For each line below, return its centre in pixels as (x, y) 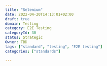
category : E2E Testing (28, 28)
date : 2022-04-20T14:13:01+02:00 (39, 14)
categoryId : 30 (21, 33)
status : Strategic (24, 38)
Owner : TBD (16, 42)
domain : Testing (22, 24)
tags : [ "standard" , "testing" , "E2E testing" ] (54, 47)
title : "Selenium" (24, 10)
